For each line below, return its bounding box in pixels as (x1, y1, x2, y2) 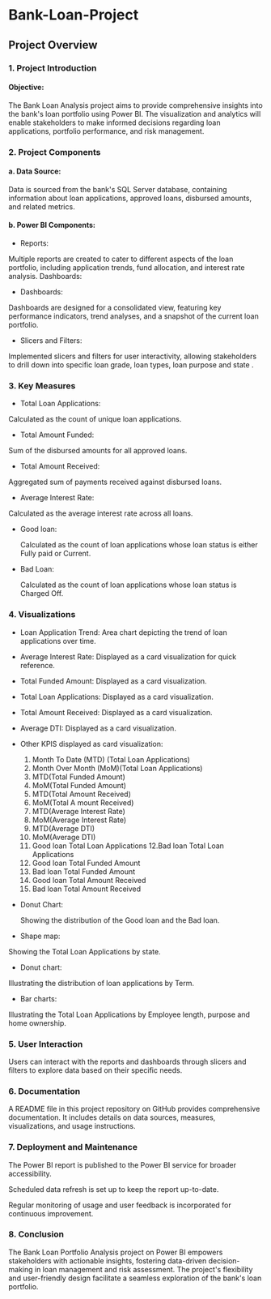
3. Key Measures (8, 379, 76, 391)
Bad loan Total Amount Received (32, 884, 142, 894)
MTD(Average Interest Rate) (32, 806, 125, 816)
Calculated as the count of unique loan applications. (8, 414, 182, 424)
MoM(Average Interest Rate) (32, 815, 127, 825)
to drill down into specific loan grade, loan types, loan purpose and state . (8, 360, 254, 370)
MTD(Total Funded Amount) (32, 772, 125, 782)
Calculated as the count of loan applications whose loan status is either (19, 540, 259, 550)
